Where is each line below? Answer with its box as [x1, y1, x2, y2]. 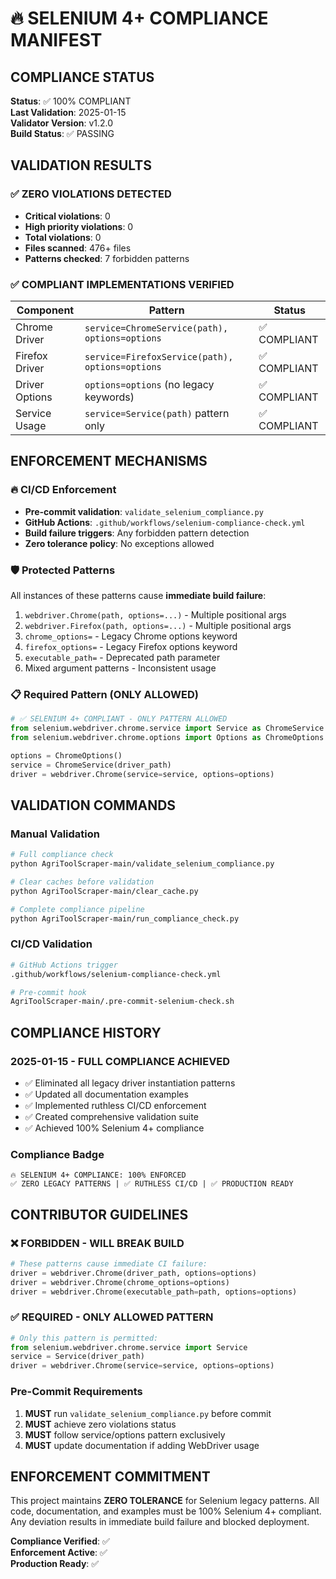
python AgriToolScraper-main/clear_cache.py [10, 886, 199, 896]
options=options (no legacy [84, 377, 215, 391]
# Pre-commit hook [10, 987, 87, 997]
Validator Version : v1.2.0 [10, 117, 114, 129]
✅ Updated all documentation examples [24, 1088, 189, 1100]
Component [16, 303, 75, 317]
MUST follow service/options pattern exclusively [24, 1428, 226, 1441]
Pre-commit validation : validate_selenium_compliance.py [24, 505, 264, 517]
